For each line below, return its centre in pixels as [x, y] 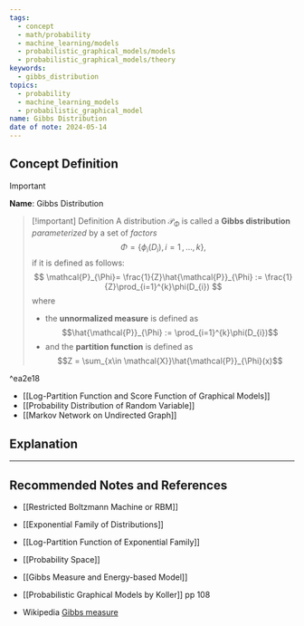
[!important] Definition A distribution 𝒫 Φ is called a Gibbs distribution [161, 222]
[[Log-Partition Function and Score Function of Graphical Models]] [146, 396]
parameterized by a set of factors [94, 233]
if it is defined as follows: [78, 263]
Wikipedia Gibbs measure [71, 612]
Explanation [44, 443]
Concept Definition [64, 164]
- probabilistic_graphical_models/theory [97, 60]
